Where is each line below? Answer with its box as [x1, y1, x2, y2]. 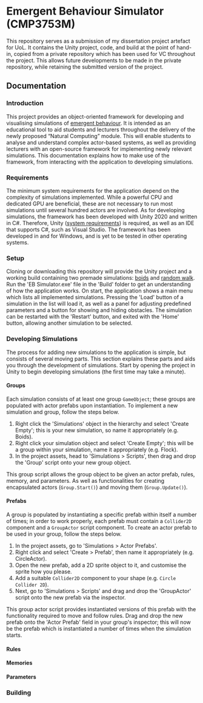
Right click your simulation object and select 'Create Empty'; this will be [15, 439, 194, 446]
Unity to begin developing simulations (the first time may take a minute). [6, 368, 186, 375]
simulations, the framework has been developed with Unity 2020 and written [6, 213, 198, 220]
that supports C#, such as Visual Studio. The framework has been [6, 226, 171, 233]
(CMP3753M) [6, 17, 76, 31]
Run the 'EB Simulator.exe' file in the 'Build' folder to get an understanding [6, 281, 191, 288]
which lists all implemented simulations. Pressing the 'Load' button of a [6, 294, 184, 301]
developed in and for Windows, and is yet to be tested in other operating [6, 232, 187, 240]
